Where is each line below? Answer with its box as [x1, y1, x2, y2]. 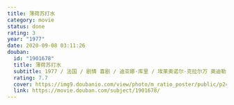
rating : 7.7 [13, 74, 49, 82]
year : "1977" [7, 36, 45, 43]
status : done [7, 23, 45, 30]
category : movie [7, 17, 54, 23]
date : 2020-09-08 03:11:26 [7, 42, 86, 49]
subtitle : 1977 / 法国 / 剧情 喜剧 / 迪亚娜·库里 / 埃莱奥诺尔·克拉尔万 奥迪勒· [13, 68, 230, 75]
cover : [13, 81, 33, 88]
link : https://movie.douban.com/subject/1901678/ [13, 87, 160, 94]
